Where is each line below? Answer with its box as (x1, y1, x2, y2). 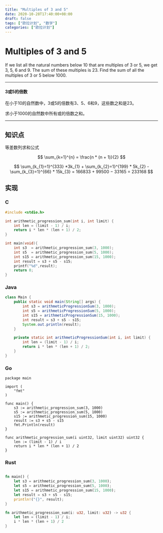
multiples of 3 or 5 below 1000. (5, 72, 67, 78)
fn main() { (5, 474, 29, 479)
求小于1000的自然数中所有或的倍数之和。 (5, 111, 87, 116)
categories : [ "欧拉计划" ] (5, 25, 55, 30)
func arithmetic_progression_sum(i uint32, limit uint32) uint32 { (5, 435, 145, 440)
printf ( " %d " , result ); (14, 263, 57, 268)
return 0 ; (14, 268, 34, 273)
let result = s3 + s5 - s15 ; (14, 492, 73, 497)
